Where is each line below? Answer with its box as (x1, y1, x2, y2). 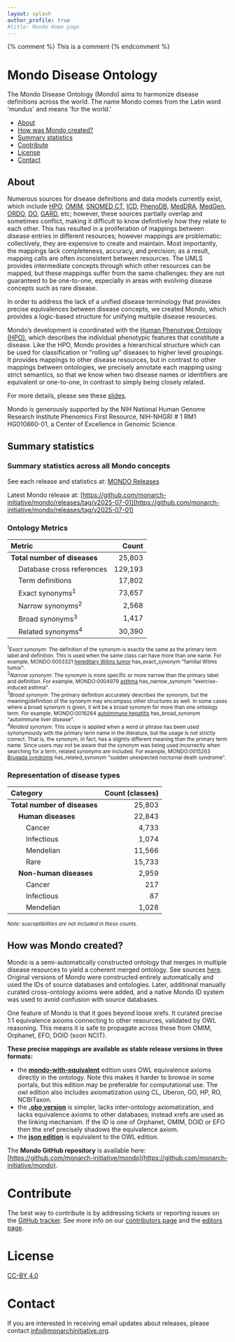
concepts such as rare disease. (7, 284, 98, 293)
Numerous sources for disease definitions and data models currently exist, (7, 195, 222, 203)
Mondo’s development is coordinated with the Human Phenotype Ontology (7, 326, 222, 335)
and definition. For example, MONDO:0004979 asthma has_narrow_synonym (7, 678, 192, 685)
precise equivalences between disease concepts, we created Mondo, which (7, 305, 227, 314)
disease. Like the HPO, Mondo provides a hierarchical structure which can (7, 341, 221, 349)
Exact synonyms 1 (18, 587, 77, 599)
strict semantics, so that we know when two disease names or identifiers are (7, 370, 228, 379)
